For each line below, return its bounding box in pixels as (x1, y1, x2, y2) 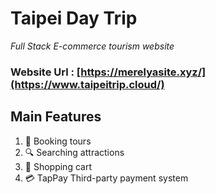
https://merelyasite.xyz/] (80, 65, 207, 79)
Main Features (10, 108, 102, 126)
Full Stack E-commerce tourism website (10, 40, 175, 52)
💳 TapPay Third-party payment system (24, 172, 189, 184)
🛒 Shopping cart (24, 160, 92, 172)
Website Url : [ (10, 65, 82, 79)
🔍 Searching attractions (24, 146, 125, 158)
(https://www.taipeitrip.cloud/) (10, 77, 165, 91)
